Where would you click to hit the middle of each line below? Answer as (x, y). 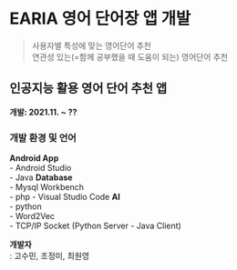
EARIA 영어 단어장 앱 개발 (100, 19)
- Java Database (41, 177)
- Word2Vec (32, 216)
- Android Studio (41, 168)
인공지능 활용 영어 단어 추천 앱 (88, 89)
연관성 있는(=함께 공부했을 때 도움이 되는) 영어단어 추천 (130, 56)
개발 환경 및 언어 (43, 137)
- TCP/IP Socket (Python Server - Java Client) (96, 226)
